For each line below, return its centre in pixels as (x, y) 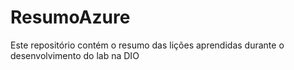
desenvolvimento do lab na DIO (75, 55)
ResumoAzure (70, 17)
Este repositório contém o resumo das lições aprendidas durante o (147, 45)
